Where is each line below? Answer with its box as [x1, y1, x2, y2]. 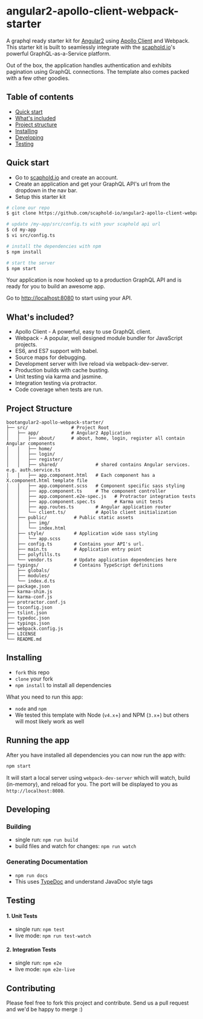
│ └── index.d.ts [6, 578, 56, 584]
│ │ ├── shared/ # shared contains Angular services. [6, 462, 190, 468]
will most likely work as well [14, 717, 85, 725]
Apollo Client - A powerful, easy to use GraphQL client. [14, 328, 152, 335]
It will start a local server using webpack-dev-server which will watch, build [6, 774, 190, 781]
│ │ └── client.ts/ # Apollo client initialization [6, 509, 177, 516]
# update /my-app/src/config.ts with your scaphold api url [6, 221, 161, 227]
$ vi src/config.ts [6, 233, 56, 239]
